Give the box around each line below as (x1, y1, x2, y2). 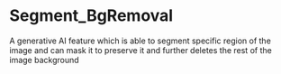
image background (9, 54, 79, 65)
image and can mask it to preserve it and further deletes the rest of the (9, 44, 272, 55)
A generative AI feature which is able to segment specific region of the (9, 35, 272, 46)
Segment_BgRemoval (9, 5, 174, 26)
